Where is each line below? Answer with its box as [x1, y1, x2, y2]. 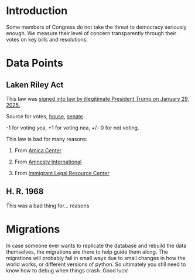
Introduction [6, 4, 68, 18]
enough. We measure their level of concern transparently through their [6, 29, 177, 36]
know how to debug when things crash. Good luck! [6, 267, 129, 274]
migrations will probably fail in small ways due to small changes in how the [6, 254, 186, 261]
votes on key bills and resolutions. [6, 36, 88, 43]
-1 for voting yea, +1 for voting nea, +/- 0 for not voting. [6, 124, 139, 131]
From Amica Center [14, 146, 62, 153]
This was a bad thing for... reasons [6, 202, 90, 209]
